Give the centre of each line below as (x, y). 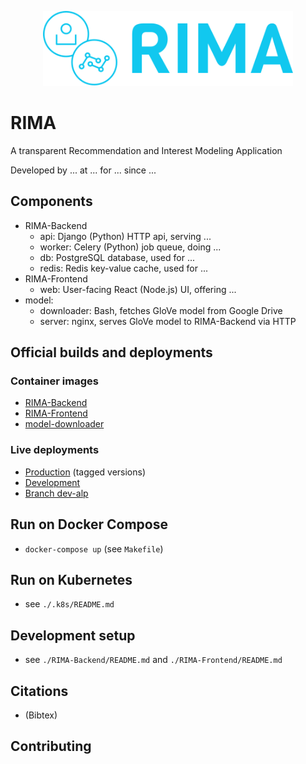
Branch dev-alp (56, 493)
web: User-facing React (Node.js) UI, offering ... (138, 289)
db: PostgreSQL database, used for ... (117, 257)
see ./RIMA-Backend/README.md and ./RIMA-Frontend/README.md (153, 660)
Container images (54, 381)
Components (51, 201)
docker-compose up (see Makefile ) (94, 548)
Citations (39, 691)
